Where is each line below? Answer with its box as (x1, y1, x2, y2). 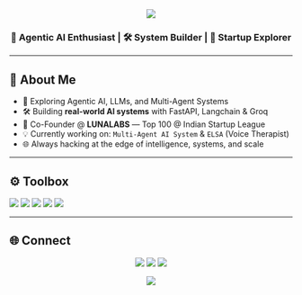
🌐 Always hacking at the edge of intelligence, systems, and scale (22, 139, 264, 149)
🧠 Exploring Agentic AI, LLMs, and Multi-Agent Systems (22, 96, 229, 107)
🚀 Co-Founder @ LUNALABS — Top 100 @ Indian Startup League (22, 119, 266, 130)
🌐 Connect (9, 233, 71, 248)
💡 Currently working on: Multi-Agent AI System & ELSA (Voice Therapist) (22, 129, 289, 139)
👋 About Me (9, 72, 76, 87)
